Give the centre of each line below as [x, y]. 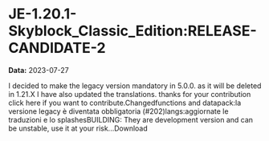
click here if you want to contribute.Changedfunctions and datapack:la [125, 103]
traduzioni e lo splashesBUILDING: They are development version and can [131, 119]
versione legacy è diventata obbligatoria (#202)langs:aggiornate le [118, 111]
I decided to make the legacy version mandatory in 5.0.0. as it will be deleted [135, 86]
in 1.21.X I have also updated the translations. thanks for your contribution [130, 94]
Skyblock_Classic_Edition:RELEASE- [132, 31]
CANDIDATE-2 [57, 48]
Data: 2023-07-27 [39, 70]
